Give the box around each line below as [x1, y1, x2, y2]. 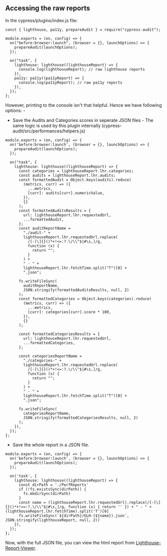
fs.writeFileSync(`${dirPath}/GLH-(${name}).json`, [18, 513, 129, 518]
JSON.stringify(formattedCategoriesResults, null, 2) [23, 415, 138, 420]
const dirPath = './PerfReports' [18, 482, 89, 488]
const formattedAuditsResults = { [18, 208, 92, 213]
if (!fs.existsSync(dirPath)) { [18, 486, 87, 492]
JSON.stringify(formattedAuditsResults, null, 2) [23, 287, 129, 293]
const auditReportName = [18, 226, 71, 231]
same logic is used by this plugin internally [12, 122, 101, 128]
